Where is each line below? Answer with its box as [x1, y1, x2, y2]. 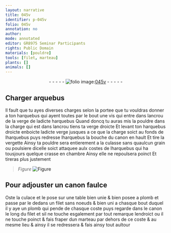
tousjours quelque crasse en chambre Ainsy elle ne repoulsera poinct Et [5, 151, 157, 157]
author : [5, 31, 22, 36]
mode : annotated [5, 36, 40, 41]
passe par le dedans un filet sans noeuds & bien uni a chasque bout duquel [5, 200, 163, 206]
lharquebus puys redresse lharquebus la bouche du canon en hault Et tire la [5, 134, 165, 140]
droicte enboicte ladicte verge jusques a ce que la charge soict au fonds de [5, 129, 164, 135]
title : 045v [5, 12, 31, 17]
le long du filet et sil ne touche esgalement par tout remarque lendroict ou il [5, 210, 163, 217]
